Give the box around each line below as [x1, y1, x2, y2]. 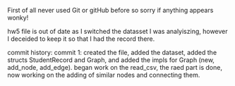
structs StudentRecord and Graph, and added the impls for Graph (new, [7, 56, 215, 64]
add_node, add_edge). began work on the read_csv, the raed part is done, [7, 63, 222, 71]
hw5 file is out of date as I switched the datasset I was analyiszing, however [7, 27, 228, 35]
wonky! [7, 13, 29, 22]
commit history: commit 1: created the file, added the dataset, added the [7, 49, 217, 56]
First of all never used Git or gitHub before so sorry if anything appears [7, 6, 214, 14]
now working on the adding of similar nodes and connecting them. [7, 70, 200, 79]
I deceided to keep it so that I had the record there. [7, 35, 155, 43]
